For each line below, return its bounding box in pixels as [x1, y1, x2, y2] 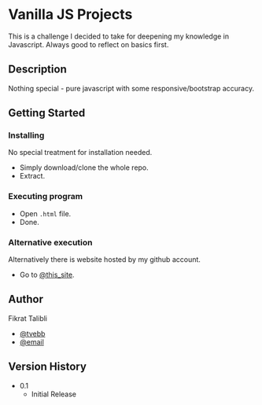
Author [8, 293, 43, 306]
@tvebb [19, 329, 46, 338]
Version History [8, 360, 87, 374]
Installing [8, 130, 45, 141]
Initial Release [31, 389, 77, 399]
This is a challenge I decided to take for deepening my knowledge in [8, 31, 230, 41]
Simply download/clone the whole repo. [19, 163, 149, 172]
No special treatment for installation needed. [8, 148, 153, 157]
